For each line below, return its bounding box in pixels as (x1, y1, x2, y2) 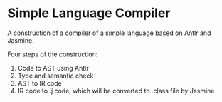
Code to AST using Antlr (17, 63, 89, 72)
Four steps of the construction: (7, 50, 98, 58)
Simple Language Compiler (7, 5, 171, 21)
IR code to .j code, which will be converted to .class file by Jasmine (17, 86, 215, 95)
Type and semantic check (17, 71, 94, 80)
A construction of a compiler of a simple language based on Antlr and (7, 29, 211, 37)
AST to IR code (17, 78, 62, 87)
